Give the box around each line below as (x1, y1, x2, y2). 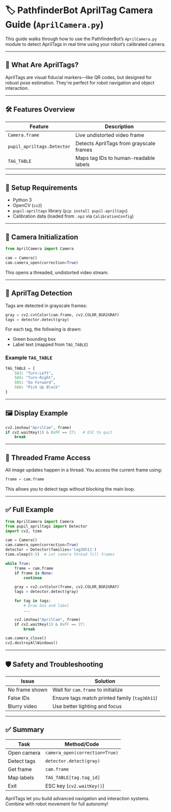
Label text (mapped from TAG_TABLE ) (12, 341, 88, 347)
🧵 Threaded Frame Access (5, 453, 91, 462)
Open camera (8, 749, 41, 756)
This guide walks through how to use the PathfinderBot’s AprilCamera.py (5, 36, 157, 42)
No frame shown (8, 686, 48, 693)
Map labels (8, 774, 34, 781)
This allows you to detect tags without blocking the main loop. (5, 486, 135, 492)
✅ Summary (5, 725, 44, 734)
